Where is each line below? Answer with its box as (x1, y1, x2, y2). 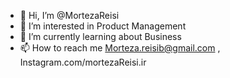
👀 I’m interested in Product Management (19, 20, 187, 32)
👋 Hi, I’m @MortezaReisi (19, 10, 120, 21)
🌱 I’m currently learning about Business (19, 31, 182, 42)
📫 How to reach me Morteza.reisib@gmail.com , (19, 42, 221, 54)
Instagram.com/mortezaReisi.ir (19, 56, 147, 68)
